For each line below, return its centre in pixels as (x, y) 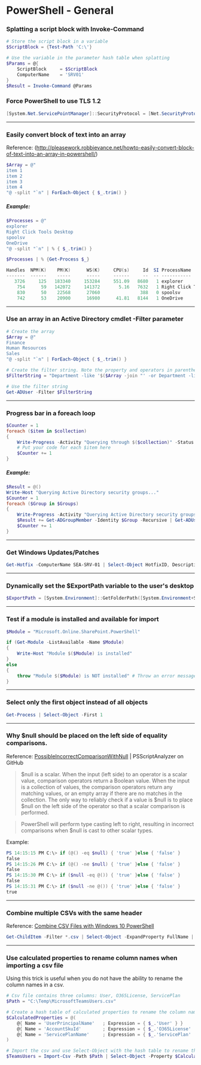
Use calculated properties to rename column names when (92, 958)
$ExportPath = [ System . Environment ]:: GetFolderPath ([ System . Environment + (100, 598)
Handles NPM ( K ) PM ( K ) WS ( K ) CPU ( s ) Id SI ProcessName (99, 270)
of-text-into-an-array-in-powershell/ (51, 154)
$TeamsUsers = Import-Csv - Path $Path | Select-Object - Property (89, 1057)
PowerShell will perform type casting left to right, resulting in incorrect (107, 824)
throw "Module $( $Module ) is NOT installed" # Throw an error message (107, 676)
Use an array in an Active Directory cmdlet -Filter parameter (95, 319)
